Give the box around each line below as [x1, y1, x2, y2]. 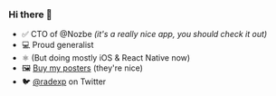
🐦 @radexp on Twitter [21, 76, 107, 87]
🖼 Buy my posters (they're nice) [21, 62, 144, 73]
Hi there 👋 [8, 8, 53, 21]
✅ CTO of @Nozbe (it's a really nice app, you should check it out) [21, 29, 268, 40]
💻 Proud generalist [21, 40, 94, 51]
